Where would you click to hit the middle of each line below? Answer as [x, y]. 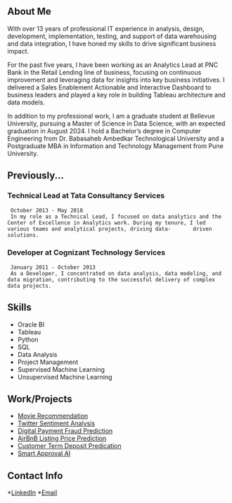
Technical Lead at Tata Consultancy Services [86, 195]
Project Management [48, 362]
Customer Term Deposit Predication [69, 446]
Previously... [36, 176]
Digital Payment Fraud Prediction [65, 431]
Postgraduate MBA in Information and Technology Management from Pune [115, 146]
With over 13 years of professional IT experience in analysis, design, [106, 28]
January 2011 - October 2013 [53, 267]
